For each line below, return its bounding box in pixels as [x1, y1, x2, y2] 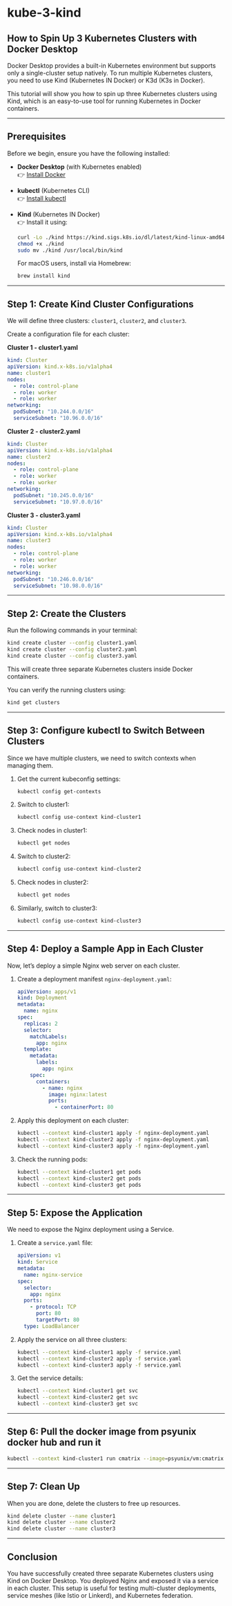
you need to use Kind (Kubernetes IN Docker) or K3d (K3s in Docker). [7, 76, 205, 84]
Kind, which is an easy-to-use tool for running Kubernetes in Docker [7, 97, 202, 105]
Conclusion [7, 1551, 58, 1562]
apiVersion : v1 [17, 1252, 61, 1259]
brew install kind [17, 273, 70, 279]
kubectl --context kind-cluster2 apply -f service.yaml [17, 1355, 182, 1362]
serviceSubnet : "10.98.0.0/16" [13, 582, 104, 589]
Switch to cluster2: [17, 852, 71, 860]
